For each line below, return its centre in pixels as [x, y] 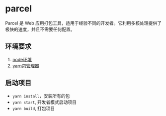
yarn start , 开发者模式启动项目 [44, 102]
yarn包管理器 [26, 66]
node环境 [22, 59]
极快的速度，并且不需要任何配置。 [40, 29]
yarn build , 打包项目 [34, 108]
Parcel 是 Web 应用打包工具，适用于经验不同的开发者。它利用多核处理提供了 [83, 23]
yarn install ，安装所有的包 [41, 96]
